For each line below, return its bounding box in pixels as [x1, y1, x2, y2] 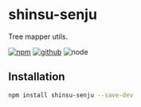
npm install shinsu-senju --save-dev [8, 91, 134, 99]
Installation [8, 70, 65, 84]
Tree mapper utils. [8, 32, 69, 41]
